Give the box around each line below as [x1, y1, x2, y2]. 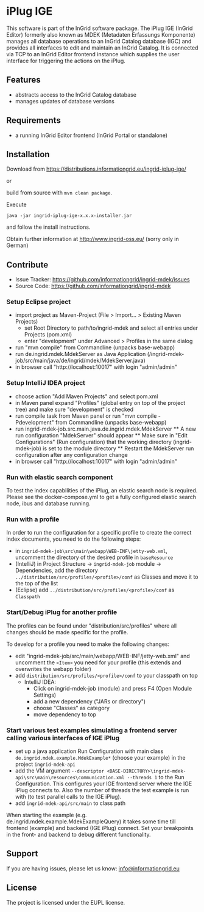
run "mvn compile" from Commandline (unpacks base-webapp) [15, 344, 175, 351]
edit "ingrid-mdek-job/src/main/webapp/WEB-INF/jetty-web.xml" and [15, 652, 190, 659]
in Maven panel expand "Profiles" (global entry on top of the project [15, 399, 186, 406]
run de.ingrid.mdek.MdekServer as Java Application [15, 350, 146, 358]
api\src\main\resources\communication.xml [15, 774, 125, 780]
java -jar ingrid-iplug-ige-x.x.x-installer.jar [6, 213, 132, 219]
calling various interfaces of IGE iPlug [6, 733, 120, 742]
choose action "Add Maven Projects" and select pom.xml [15, 393, 158, 400]
